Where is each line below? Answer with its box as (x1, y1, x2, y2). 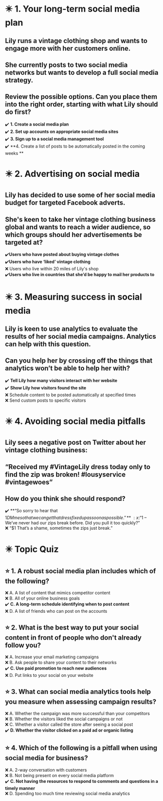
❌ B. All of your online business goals (5, 595, 80, 601)
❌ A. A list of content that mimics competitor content (5, 590, 110, 596)
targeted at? (5, 238, 43, 246)
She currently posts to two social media (5, 61, 128, 69)
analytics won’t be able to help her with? (5, 364, 130, 372)
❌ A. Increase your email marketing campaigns (5, 654, 99, 660)
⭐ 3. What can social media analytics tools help (5, 687, 151, 696)
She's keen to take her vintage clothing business (5, 215, 156, 223)
